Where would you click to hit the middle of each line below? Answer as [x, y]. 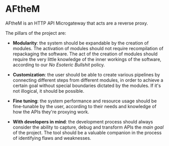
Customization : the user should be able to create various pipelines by [86, 74]
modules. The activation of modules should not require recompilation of [88, 48]
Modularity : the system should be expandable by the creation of [81, 43]
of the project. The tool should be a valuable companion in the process [87, 132]
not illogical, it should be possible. [48, 91]
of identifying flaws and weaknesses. [52, 138]
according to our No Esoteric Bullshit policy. [59, 65]
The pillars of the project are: [36, 33]
